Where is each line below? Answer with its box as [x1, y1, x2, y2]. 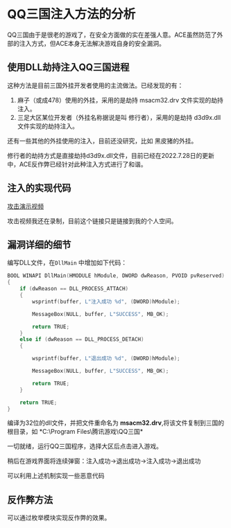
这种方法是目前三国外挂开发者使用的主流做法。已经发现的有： [7, 81, 184, 89]
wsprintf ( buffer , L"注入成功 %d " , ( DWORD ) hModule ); [32, 298, 180, 305]
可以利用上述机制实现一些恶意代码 [7, 472, 105, 480]
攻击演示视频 [7, 202, 44, 210]
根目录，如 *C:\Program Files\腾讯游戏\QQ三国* [7, 428, 144, 436]
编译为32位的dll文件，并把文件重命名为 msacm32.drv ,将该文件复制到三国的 [7, 419, 224, 427]
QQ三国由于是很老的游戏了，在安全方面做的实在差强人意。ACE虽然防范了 [7, 30, 217, 39]
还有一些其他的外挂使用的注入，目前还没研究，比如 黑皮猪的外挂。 [7, 137, 198, 145]
